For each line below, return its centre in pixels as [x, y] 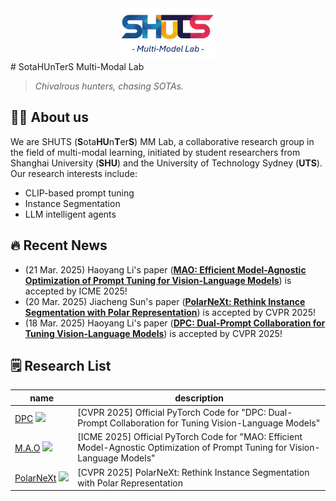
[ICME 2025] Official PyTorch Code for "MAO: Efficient [190, 437]
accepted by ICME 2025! [76, 291]
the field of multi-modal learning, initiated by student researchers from [155, 152]
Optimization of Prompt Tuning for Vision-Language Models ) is [158, 280]
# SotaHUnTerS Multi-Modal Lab [77, 66]
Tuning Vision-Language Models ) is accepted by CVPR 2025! [153, 333]
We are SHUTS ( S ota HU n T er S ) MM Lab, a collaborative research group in [162, 141]
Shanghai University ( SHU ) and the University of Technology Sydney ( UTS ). [166, 163]
